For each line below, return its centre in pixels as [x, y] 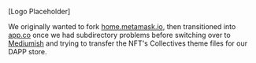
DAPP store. [28, 52]
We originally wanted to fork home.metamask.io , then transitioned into [122, 26]
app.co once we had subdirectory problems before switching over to [119, 35]
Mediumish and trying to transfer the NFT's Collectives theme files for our [128, 43]
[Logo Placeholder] [39, 11]
